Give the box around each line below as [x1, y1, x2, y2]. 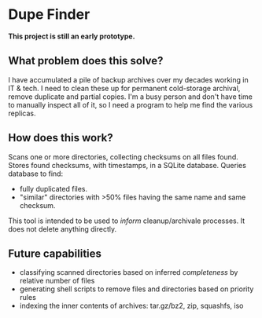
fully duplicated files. [19, 184, 88, 193]
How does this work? [8, 131, 113, 144]
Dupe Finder [8, 5, 90, 24]
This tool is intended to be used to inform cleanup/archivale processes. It [8, 216, 245, 225]
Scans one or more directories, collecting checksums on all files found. [8, 152, 238, 162]
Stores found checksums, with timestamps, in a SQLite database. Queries [8, 160, 246, 170]
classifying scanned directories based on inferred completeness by [19, 268, 238, 277]
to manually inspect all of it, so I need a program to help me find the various [8, 100, 253, 109]
